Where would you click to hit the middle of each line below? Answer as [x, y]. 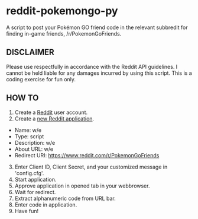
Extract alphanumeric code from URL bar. [65, 198]
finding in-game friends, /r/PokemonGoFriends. [64, 33]
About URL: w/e [34, 149]
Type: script [29, 136]
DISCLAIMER [30, 53]
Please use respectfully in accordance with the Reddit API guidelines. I [92, 66]
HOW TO [22, 98]
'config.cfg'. [29, 173]
